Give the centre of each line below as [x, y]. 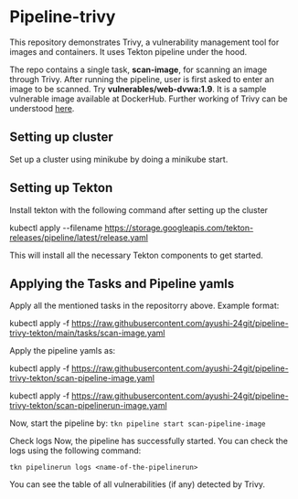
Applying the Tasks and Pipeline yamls [122, 284]
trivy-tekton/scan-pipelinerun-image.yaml [88, 406]
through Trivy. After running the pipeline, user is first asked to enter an [142, 79]
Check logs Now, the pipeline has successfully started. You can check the [149, 441]
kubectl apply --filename [56, 228]
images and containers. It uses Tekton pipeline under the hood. [128, 51]
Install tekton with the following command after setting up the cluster [138, 210]
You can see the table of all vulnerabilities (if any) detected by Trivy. [138, 484]
